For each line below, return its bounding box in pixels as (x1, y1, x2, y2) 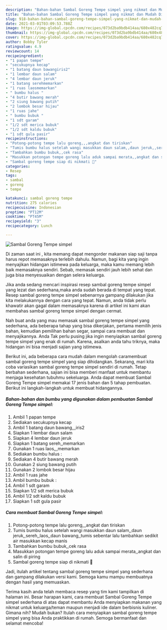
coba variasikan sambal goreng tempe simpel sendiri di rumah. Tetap (5, 364, 147, 369)
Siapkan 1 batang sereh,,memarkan (12, 440, 85, 446)
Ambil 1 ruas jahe (12, 472, 48, 478)
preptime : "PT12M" (5, 210, 44, 214)
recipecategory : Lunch (5, 223, 53, 228)
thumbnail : (5, 30, 28, 35)
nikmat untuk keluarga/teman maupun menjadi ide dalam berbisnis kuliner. (5, 604, 158, 610)
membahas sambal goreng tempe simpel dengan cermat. (5, 308, 122, 314)
